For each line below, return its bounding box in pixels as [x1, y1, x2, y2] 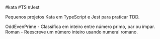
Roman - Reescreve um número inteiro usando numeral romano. [5, 29, 138, 34]
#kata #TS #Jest [5, 4, 40, 10]
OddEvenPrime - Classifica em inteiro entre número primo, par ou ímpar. [5, 23, 155, 29]
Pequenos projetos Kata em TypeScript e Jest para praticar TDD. [5, 14, 140, 19]
